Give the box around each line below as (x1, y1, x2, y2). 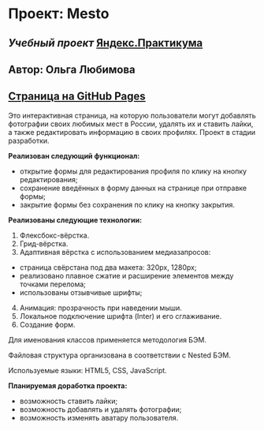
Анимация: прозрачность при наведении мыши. (19, 303, 183, 312)
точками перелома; (19, 279, 87, 289)
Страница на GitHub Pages (8, 90, 146, 103)
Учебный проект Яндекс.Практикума (8, 36, 203, 50)
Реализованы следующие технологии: (8, 215, 143, 225)
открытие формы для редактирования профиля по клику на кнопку (19, 166, 247, 176)
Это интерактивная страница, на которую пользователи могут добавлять (8, 110, 256, 120)
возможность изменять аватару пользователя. (19, 413, 179, 422)
